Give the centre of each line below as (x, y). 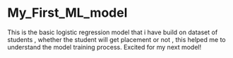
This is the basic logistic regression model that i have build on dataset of (113, 32)
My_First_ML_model (67, 13)
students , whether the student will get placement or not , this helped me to (116, 39)
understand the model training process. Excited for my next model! (104, 47)
